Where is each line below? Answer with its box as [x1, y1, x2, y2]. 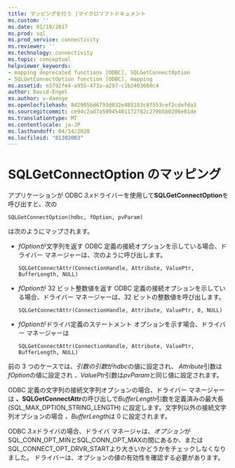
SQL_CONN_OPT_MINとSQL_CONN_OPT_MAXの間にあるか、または [8, 436, 203, 444]
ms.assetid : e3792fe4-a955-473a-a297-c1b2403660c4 [8, 82, 159, 89]
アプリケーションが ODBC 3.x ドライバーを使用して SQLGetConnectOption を [8, 191, 229, 200]
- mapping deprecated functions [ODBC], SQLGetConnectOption [8, 69, 191, 76]
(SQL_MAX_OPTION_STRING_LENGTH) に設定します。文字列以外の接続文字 [8, 403, 227, 412]
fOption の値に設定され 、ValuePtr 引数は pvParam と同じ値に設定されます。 [8, 371, 223, 380]
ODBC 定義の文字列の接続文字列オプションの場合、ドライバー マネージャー [8, 386, 225, 394]
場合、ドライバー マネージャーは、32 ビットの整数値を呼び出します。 [24, 293, 225, 302]
